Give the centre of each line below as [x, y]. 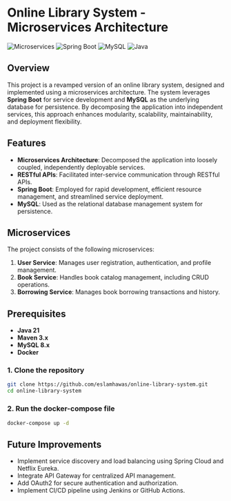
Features [27, 143]
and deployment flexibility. [44, 121]
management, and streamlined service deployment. [90, 196]
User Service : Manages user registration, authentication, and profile [114, 263]
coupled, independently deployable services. [81, 167]
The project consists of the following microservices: [81, 249]
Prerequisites [37, 314]
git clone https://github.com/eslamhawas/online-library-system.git [108, 384]
